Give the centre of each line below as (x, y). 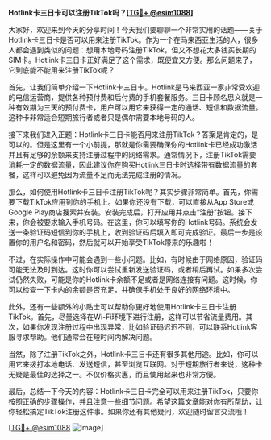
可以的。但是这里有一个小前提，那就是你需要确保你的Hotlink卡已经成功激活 (133, 145)
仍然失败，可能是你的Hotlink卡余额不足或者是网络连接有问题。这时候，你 (136, 280)
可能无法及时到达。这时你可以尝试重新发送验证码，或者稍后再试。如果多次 (132, 270)
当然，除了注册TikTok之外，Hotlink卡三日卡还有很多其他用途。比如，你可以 (133, 354)
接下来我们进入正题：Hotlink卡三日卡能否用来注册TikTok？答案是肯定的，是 (133, 135)
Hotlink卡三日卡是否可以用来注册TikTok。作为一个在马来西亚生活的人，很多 (133, 40)
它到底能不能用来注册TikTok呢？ (62, 70)
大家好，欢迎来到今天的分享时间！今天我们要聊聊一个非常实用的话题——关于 (135, 30)
